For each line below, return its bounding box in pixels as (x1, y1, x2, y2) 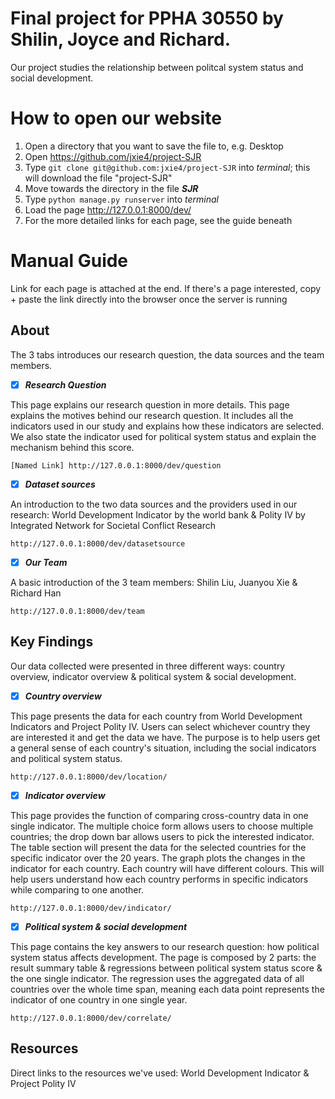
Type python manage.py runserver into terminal (24, 193, 219, 205)
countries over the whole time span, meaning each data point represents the (10, 983, 325, 995)
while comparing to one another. (10, 883, 144, 896)
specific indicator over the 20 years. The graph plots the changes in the (10, 852, 306, 864)
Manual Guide (10, 250, 129, 272)
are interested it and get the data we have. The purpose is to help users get (10, 731, 321, 743)
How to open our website (10, 107, 222, 130)
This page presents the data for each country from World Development (10, 710, 303, 722)
